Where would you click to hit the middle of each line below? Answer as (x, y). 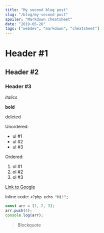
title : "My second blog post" (37, 10)
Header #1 (27, 54)
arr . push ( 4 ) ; (19, 210)
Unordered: (17, 127)
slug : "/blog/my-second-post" (37, 15)
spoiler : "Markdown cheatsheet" (39, 19)
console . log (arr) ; (24, 215)
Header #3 (18, 86)
